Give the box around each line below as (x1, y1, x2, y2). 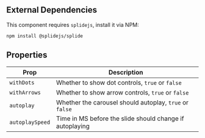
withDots (9, 79, 35, 86)
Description (108, 68, 143, 76)
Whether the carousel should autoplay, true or (56, 98, 189, 106)
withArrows (9, 89, 41, 96)
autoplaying (56, 122, 90, 130)
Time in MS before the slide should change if (56, 114, 184, 123)
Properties (6, 50, 48, 60)
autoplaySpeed (9, 118, 51, 126)
